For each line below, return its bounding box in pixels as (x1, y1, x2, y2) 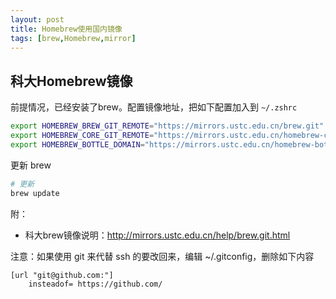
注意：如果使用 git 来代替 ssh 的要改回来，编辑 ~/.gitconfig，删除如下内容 (10, 250, 315, 262)
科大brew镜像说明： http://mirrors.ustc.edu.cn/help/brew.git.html (24, 229, 291, 241)
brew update (10, 188, 60, 198)
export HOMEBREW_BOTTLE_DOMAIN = (10, 139, 145, 150)
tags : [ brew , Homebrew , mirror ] (10, 33, 137, 43)
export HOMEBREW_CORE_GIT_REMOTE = (10, 131, 155, 141)
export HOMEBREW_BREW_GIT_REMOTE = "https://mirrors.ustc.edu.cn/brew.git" (10, 121, 325, 131)
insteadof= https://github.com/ (28, 279, 163, 289)
